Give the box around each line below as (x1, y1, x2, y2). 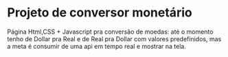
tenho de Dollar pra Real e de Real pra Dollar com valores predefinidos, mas (7, 34, 222, 43)
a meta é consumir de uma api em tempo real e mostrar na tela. (7, 42, 187, 50)
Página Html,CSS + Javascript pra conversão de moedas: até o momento (7, 27, 214, 36)
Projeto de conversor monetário (7, 5, 192, 21)
